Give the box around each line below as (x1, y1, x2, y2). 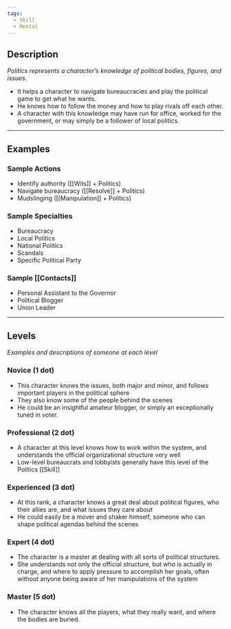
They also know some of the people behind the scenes (16, 395, 173, 404)
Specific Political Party (16, 256, 81, 265)
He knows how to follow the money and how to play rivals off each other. (16, 102, 224, 110)
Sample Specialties (7, 211, 73, 220)
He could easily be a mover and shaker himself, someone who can (16, 513, 206, 521)
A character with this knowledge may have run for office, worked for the (16, 110, 221, 118)
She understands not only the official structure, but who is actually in (16, 560, 212, 568)
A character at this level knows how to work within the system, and (16, 443, 207, 451)
